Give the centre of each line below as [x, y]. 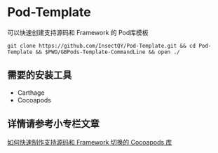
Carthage [31, 93]
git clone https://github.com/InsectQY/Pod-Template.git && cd [102, 46]
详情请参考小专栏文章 [53, 124]
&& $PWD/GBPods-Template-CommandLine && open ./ [108, 52]
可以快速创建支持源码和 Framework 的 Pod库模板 [78, 32]
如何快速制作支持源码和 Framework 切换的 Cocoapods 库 [90, 142]
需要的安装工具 [40, 75]
